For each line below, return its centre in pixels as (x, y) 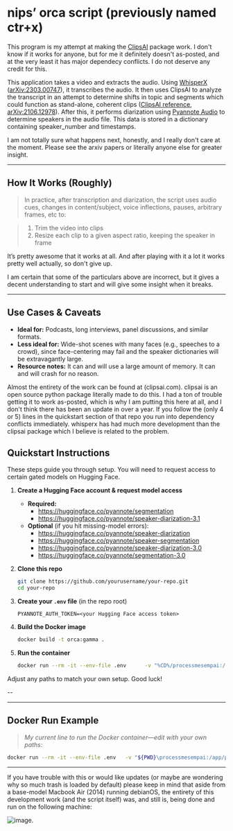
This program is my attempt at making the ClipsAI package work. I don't (110, 46)
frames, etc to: (45, 214)
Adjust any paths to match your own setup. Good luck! (85, 678)
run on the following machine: (50, 807)
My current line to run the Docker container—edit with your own (115, 737)
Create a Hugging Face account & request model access (100, 490)
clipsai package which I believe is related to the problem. (88, 431)
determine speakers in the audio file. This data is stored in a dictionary (107, 119)
